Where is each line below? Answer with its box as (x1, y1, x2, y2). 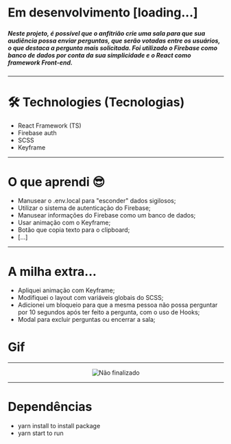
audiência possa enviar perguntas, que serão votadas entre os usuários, (8, 36, 221, 45)
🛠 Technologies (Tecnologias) (8, 94, 185, 110)
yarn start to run (17, 429, 64, 437)
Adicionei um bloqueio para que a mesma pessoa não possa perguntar (17, 301, 218, 309)
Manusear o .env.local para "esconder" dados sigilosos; (17, 197, 176, 205)
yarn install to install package (17, 422, 101, 430)
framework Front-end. (8, 58, 73, 67)
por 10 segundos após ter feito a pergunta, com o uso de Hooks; (17, 308, 200, 316)
